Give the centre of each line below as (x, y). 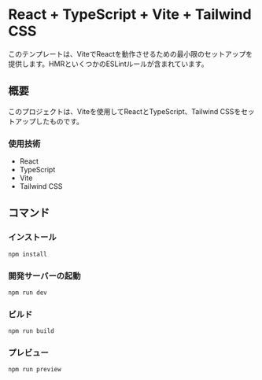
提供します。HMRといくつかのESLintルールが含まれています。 (108, 64)
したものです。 (59, 121)
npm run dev (28, 293)
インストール (32, 238)
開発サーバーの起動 (44, 275)
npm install (28, 254)
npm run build (31, 331)
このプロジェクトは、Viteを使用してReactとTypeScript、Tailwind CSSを (125, 111)
